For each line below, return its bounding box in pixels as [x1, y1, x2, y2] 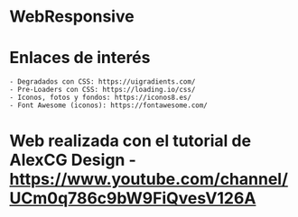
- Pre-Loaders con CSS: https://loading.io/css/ [9, 86, 196, 95]
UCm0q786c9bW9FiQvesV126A [9, 188, 256, 209]
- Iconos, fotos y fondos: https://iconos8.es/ [9, 93, 192, 103]
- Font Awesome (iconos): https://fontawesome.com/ [9, 101, 208, 110]
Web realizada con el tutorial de [9, 131, 251, 151]
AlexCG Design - [9, 150, 137, 170]
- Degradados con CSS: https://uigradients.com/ [9, 77, 196, 86]
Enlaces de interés [9, 48, 151, 68]
